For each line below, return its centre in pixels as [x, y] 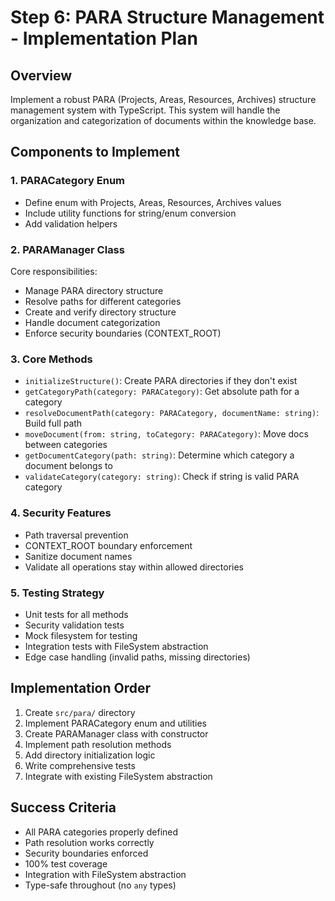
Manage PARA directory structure [94, 290]
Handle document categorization [92, 322]
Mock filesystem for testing [81, 635]
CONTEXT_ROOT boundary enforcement [108, 545]
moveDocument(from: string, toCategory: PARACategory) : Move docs [166, 434]
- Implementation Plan [104, 38]
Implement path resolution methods [98, 744]
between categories [66, 445]
